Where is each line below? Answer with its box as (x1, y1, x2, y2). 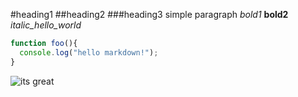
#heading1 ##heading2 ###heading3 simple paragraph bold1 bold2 (10, 9, 289, 20)
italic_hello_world (10, 19, 82, 31)
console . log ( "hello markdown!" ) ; (19, 47, 159, 58)
